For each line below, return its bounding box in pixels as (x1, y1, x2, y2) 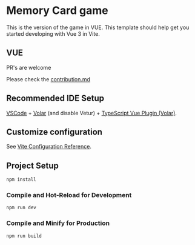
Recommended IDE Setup (6, 93, 105, 104)
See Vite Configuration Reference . (6, 143, 92, 150)
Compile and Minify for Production (6, 219, 110, 227)
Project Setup (6, 160, 59, 170)
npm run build (6, 233, 42, 239)
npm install (6, 176, 36, 183)
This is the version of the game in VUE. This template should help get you (6, 24, 190, 31)
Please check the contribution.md (6, 75, 91, 82)
